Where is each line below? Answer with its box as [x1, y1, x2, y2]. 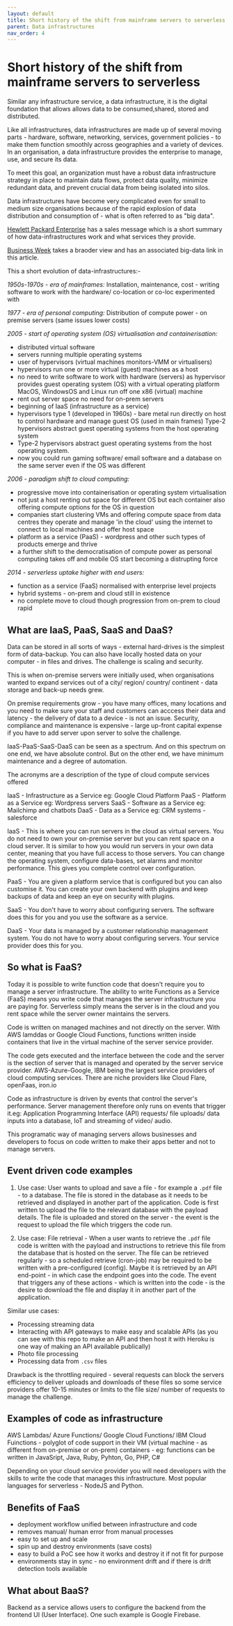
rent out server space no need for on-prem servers [17, 394, 164, 404]
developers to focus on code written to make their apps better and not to [7, 1137, 216, 1145]
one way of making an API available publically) [17, 1342, 151, 1350]
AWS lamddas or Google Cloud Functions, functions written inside [7, 1030, 196, 1039]
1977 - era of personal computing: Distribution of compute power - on [7, 309, 207, 317]
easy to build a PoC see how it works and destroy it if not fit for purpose [17, 1549, 224, 1559]
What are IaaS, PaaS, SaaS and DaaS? [7, 624, 174, 636]
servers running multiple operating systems [17, 351, 143, 359]
